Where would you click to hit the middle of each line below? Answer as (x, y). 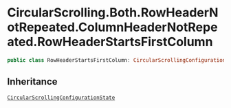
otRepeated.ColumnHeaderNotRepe (112, 27)
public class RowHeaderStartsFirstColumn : (69, 60)
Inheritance (32, 82)
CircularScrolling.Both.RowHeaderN (113, 13)
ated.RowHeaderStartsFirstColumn (110, 42)
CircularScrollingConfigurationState (61, 98)
